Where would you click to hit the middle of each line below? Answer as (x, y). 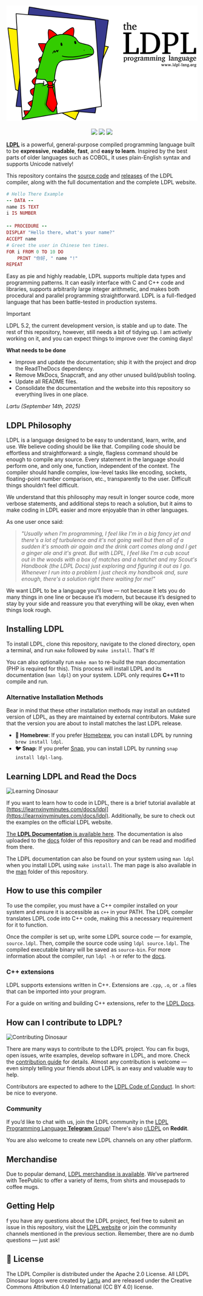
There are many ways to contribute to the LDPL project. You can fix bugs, (98, 1048)
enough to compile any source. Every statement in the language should (95, 459)
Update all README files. (46, 381)
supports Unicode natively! (40, 164)
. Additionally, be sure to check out (151, 816)
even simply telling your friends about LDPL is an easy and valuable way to (100, 1068)
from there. (20, 847)
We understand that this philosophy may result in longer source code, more (100, 497)
